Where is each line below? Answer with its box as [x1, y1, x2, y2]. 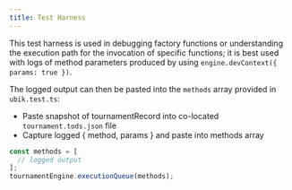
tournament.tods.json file [21, 120, 117, 131]
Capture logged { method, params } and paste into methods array [21, 129, 264, 140]
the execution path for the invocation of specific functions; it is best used [9, 47, 279, 58]
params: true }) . [9, 66, 73, 77]
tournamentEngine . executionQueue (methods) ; [9, 172, 175, 181]
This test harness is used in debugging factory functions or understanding [9, 38, 284, 48]
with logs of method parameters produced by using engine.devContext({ [9, 56, 278, 67]
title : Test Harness [9, 13, 87, 22]
